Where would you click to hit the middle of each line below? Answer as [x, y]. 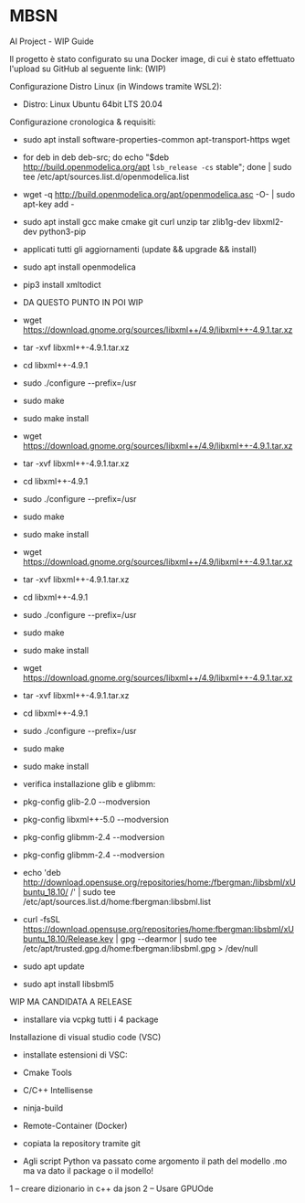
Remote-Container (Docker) [75, 1125]
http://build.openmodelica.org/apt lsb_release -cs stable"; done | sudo [157, 166]
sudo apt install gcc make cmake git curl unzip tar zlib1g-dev [137, 221]
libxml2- [268, 221]
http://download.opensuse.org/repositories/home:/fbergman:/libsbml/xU [159, 882]
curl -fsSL [42, 919]
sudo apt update [53, 966]
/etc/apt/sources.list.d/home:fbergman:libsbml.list [117, 901]
